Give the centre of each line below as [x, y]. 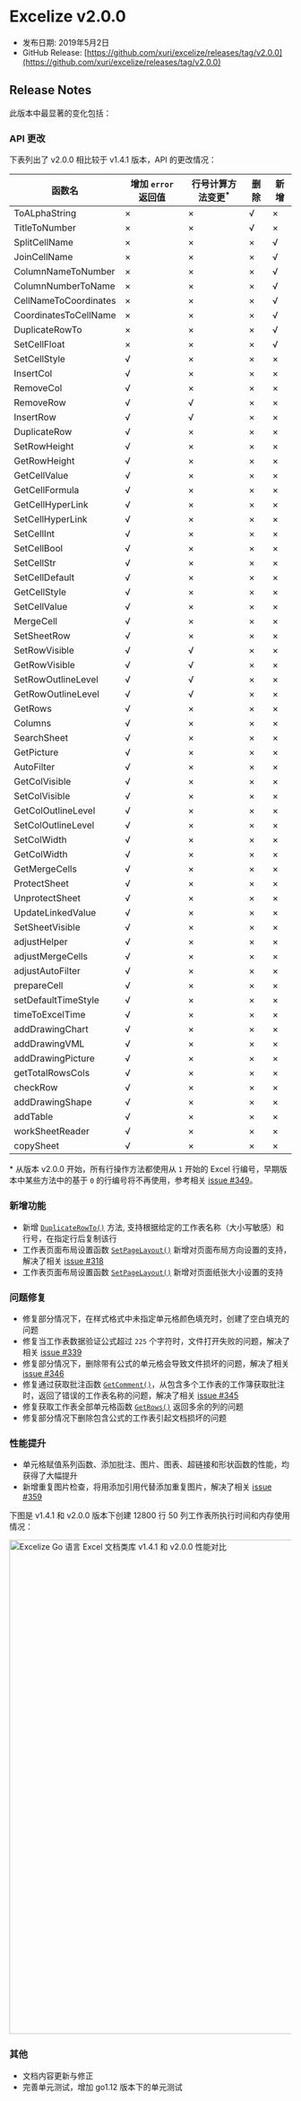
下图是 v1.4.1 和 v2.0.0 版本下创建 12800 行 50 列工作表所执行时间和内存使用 [150, 1515]
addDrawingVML [49, 1044]
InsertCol [33, 374]
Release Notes [51, 90]
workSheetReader [52, 1132]
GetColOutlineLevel [55, 811]
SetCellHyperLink [51, 519]
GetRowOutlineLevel [57, 694]
